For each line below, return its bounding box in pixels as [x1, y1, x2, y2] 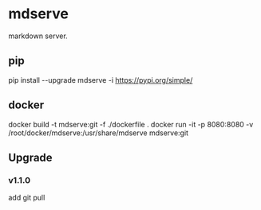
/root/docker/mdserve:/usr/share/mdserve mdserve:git [8, 128, 189, 138]
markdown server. [8, 31, 68, 41]
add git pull [8, 192, 45, 203]
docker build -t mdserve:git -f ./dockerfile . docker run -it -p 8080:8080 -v [8, 119, 254, 129]
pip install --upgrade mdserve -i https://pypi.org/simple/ [8, 75, 193, 84]
